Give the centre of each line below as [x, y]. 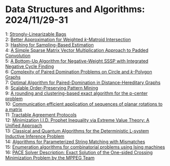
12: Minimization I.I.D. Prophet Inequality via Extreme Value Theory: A [77, 120]
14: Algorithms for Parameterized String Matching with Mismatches [75, 141]
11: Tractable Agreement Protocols [41, 114]
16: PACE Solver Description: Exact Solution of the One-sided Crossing [79, 152]
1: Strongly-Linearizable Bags [36, 34]
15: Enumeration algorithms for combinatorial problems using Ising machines [85, 147]
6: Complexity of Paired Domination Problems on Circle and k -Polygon [79, 71]
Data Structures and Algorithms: [75, 9]
